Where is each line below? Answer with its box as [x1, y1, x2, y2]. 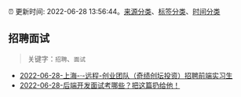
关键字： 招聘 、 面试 [27, 54, 86, 63]
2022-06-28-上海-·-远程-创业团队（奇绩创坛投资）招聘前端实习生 [19, 70, 233, 80]
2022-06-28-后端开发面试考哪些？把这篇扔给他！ [19, 81, 181, 90]
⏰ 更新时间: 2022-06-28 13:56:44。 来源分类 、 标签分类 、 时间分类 [8, 7, 221, 16]
